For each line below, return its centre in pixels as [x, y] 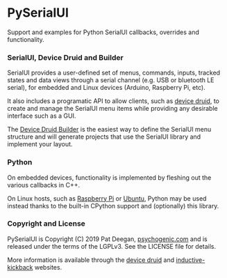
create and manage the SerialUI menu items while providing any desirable [112, 109]
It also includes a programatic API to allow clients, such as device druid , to [113, 101]
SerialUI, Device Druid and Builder [65, 57]
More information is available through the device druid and [91, 260]
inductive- [191, 260]
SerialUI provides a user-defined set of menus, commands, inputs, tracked [114, 73]
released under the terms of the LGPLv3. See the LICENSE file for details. [112, 246]
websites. [48, 267]
